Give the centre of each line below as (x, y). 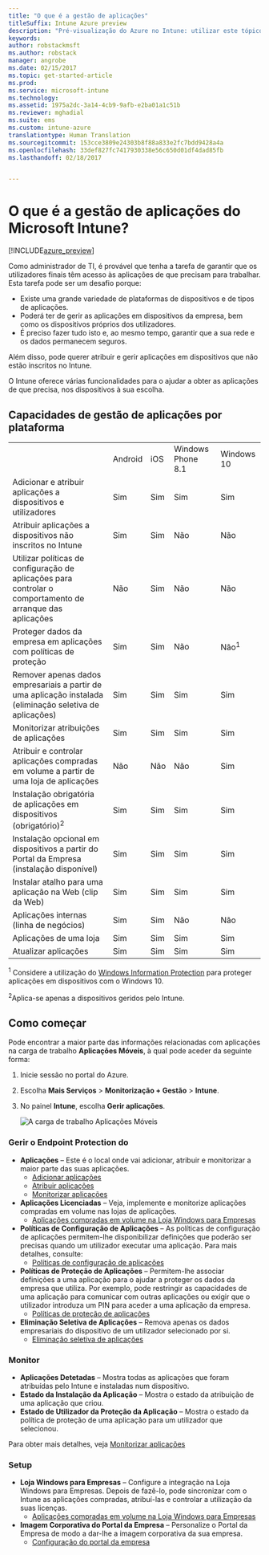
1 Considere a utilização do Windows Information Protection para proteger (130, 972)
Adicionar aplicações (66, 1177)
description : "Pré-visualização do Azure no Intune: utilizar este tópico (136, 31)
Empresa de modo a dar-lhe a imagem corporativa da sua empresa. (131, 1533)
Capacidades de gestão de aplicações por (115, 415)
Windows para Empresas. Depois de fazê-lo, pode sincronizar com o (133, 1491)
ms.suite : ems (32, 120)
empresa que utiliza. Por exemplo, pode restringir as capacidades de (133, 1288)
